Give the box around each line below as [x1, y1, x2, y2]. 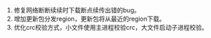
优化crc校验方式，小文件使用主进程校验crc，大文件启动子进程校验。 [13, 23, 208, 31]
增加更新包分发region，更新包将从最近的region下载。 [13, 15, 166, 23]
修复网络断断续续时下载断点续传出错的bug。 [13, 6, 140, 14]
